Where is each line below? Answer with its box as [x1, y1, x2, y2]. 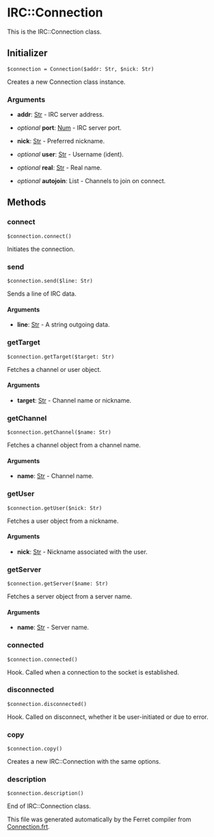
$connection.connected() [7, 656, 78, 663]
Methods [7, 197, 46, 209]
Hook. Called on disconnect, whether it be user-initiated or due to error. [7, 712, 209, 721]
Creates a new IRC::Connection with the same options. [7, 757, 161, 766]
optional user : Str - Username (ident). [16, 150, 124, 158]
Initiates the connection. [7, 245, 75, 253]
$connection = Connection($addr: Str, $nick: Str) [7, 65, 155, 73]
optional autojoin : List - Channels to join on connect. [16, 177, 166, 185]
